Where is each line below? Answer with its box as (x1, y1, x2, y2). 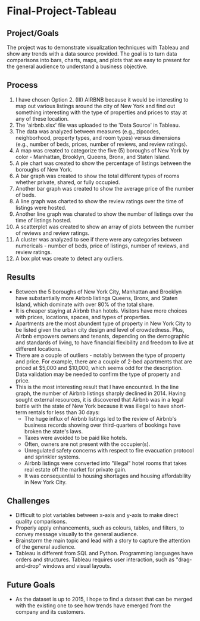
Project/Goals (7, 28, 59, 38)
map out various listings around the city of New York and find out (15, 102, 176, 109)
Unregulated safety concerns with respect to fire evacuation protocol (24, 446, 194, 454)
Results (7, 272, 36, 282)
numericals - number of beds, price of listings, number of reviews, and (15, 242, 189, 249)
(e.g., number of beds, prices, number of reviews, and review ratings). (15, 140, 188, 148)
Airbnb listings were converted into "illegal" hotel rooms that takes (24, 459, 187, 467)
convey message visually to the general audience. (15, 531, 139, 538)
